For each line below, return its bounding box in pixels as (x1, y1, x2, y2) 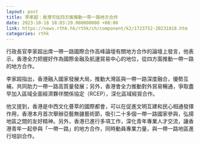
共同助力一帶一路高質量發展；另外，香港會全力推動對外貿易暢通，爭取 (16, 83, 189, 90)
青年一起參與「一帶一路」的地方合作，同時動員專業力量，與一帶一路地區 (11, 125, 189, 133)
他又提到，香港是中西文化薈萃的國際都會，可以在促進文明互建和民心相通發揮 (6, 103, 194, 110)
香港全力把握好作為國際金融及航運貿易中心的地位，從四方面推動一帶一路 (16, 55, 194, 62)
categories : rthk (6, 31, 49, 37)
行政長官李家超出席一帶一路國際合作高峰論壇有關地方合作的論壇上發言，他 (6, 48, 189, 55)
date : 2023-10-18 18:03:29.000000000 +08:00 (6, 20, 118, 26)
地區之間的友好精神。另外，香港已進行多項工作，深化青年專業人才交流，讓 (6, 118, 189, 125)
